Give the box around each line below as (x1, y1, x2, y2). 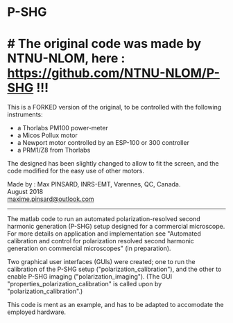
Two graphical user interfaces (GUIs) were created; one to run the (7, 258, 196, 266)
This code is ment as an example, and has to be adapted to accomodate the (7, 301, 224, 309)
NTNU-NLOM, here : (7, 51, 126, 67)
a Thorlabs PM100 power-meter (17, 124, 109, 132)
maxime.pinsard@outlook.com (7, 195, 95, 203)
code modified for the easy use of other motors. (7, 167, 144, 175)
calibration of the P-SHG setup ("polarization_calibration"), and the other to (7, 265, 222, 274)
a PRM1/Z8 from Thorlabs (17, 146, 91, 155)
